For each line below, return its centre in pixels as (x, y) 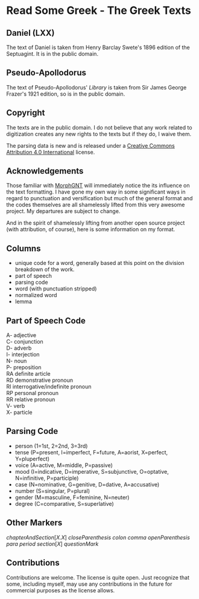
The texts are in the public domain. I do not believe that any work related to (99, 127)
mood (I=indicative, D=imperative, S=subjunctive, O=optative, (92, 471)
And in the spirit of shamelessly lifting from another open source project (96, 223)
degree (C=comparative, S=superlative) (65, 503)
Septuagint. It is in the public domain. (52, 54)
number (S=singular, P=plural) (52, 491)
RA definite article (28, 374)
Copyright (26, 113)
